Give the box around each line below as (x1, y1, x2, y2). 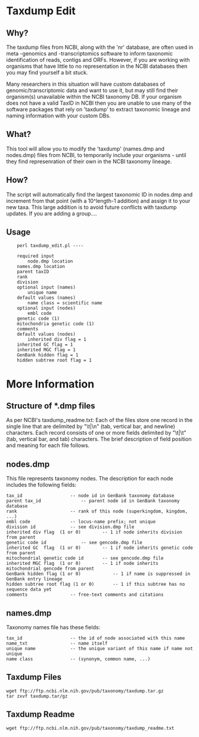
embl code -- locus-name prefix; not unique (6, 519, 156, 525)
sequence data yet (6, 586, 52, 593)
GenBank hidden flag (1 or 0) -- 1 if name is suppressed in (6, 571, 191, 577)
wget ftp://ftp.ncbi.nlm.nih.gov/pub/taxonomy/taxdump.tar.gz (6, 688, 164, 694)
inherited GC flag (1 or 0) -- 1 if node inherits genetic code (6, 545, 194, 551)
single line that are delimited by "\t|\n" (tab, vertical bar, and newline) (6, 423, 176, 430)
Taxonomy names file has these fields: (6, 624, 101, 631)
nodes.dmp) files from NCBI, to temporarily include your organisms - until (6, 151, 186, 158)
